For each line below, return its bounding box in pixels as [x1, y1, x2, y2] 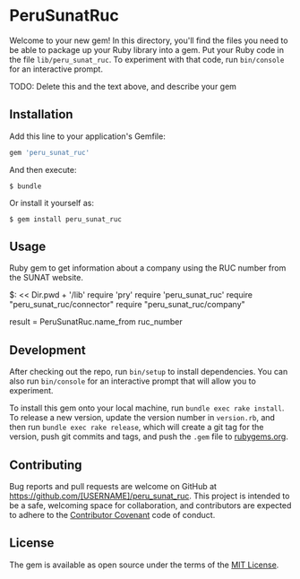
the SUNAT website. [9, 272, 83, 283]
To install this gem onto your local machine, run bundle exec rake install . [9, 402, 285, 413]
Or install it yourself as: [9, 197, 94, 208]
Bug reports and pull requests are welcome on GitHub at [9, 481, 218, 492]
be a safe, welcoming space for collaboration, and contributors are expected [9, 500, 292, 511]
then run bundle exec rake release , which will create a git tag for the [9, 422, 264, 433]
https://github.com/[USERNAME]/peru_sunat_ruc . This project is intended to [9, 490, 290, 502]
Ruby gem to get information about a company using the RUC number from [9, 263, 287, 273]
